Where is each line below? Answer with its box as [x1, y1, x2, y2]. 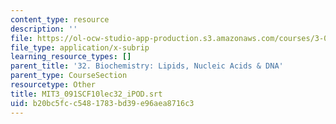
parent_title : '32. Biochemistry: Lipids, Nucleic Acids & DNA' [10, 61, 284, 71]
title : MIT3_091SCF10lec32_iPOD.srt [10, 89, 163, 99]
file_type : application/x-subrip [10, 42, 150, 53]
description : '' [10, 24, 78, 34]
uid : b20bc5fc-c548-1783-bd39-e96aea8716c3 [10, 98, 195, 108]
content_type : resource [10, 14, 110, 25]
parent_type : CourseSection [10, 71, 128, 81]
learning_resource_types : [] [10, 52, 132, 62]
